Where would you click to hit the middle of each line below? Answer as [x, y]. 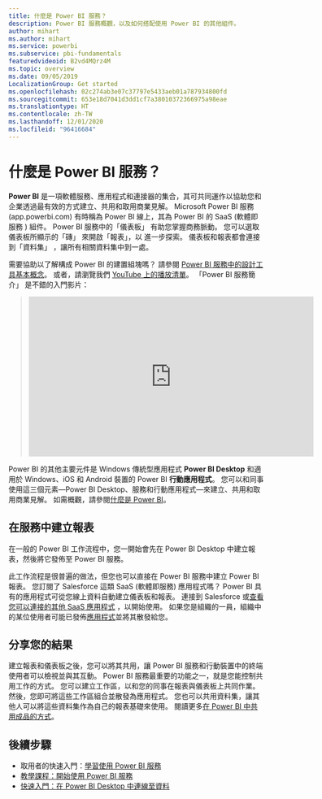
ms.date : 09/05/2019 [44, 76]
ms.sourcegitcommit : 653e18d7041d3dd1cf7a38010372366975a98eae [118, 99]
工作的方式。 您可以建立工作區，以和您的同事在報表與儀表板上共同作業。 [137, 686]
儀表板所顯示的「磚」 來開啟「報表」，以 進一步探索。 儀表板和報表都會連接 [134, 237]
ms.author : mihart [39, 39]
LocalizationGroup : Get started [63, 84]
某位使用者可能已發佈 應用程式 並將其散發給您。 [94, 617]
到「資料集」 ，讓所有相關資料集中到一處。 [80, 247]
